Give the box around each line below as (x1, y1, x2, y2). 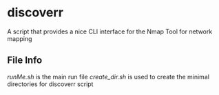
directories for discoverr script (7, 80, 94, 88)
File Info (7, 55, 43, 66)
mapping (7, 34, 32, 42)
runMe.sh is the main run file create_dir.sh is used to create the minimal (7, 72, 210, 81)
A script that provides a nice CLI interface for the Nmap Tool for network (7, 27, 213, 36)
